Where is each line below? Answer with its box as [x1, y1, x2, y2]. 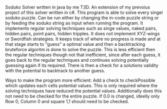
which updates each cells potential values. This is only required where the [5, 83, 157, 89]
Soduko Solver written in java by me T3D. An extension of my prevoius [5, 4, 150, 10]
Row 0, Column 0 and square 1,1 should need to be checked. [5, 99, 129, 104]
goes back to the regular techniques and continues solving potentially [5, 57, 149, 63]
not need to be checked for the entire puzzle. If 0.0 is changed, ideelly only [5, 93, 160, 99]
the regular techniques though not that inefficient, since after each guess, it [5, 52, 161, 58]
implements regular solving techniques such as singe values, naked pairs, [5, 25, 157, 31]
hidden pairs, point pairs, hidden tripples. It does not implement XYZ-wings [5, 31, 160, 36]
